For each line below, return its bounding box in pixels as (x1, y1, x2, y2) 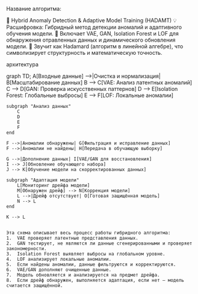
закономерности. (6, 246, 47, 252)
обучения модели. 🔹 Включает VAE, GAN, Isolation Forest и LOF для (6, 30, 179, 37)
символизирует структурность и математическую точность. (6, 49, 162, 56)
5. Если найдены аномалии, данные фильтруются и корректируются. (6, 261, 176, 267)
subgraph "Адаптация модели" (6, 177, 79, 183)
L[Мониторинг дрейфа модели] (17, 183, 90, 189)
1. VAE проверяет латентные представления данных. (6, 235, 138, 241)
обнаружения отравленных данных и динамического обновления (6, 36, 176, 43)
